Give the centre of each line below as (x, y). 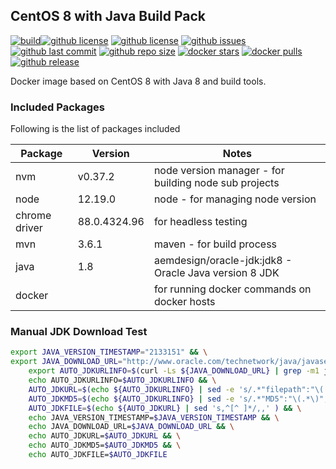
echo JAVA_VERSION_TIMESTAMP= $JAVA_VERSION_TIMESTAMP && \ (154, 417)
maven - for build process (215, 244)
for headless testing (200, 222)
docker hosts (184, 302)
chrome (33, 216)
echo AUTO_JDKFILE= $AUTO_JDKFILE (98, 455)
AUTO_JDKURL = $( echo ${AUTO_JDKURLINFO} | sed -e (131, 389)
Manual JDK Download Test (79, 332)
